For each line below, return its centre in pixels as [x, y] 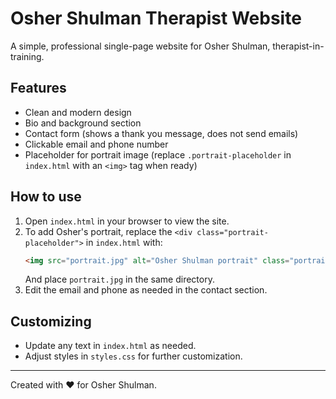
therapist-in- [298, 46]
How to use [46, 197]
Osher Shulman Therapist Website [156, 18]
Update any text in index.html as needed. [110, 346]
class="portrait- [232, 232]
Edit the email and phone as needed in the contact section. [146, 290]
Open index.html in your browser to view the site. [127, 221]
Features [38, 88]
